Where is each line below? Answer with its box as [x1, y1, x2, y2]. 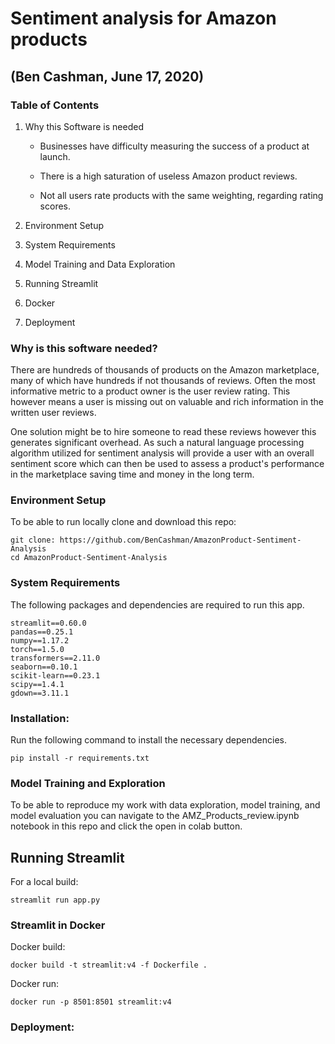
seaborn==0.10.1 [10, 662, 78, 672]
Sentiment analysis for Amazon [10, 7, 277, 30]
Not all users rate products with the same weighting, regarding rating [39, 189, 324, 201]
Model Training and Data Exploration [24, 258, 176, 270]
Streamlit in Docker [10, 918, 106, 932]
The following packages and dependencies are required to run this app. [10, 598, 305, 611]
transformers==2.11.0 [10, 653, 101, 663]
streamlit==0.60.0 [10, 618, 87, 628]
